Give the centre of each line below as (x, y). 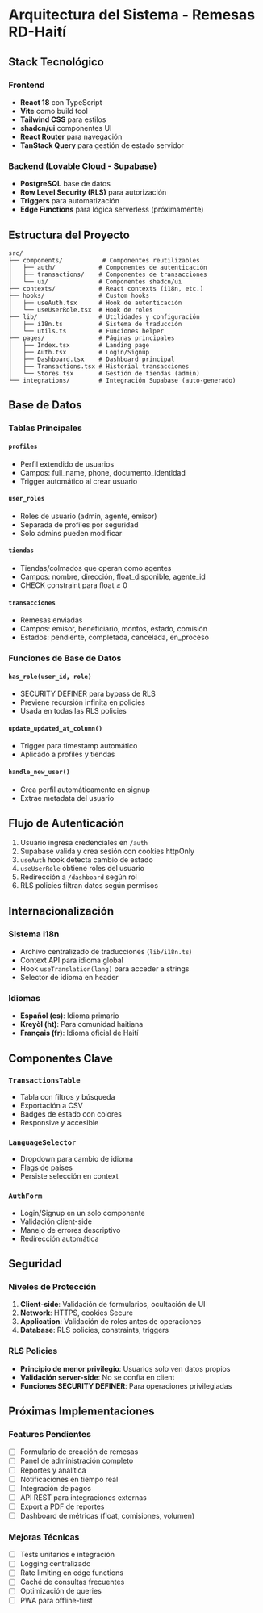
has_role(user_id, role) (50, 677)
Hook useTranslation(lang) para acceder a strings (104, 969)
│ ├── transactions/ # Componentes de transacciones (108, 274)
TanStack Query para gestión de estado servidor (102, 145)
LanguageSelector (42, 1143)
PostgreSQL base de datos (65, 184)
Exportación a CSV (51, 1106)
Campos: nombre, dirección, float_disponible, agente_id (113, 576)
